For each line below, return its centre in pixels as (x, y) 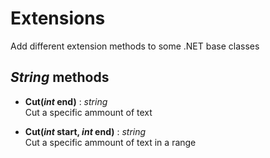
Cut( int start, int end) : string (85, 131)
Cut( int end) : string (66, 101)
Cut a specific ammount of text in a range (110, 142)
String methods (60, 77)
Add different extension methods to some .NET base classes (135, 46)
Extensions (58, 18)
